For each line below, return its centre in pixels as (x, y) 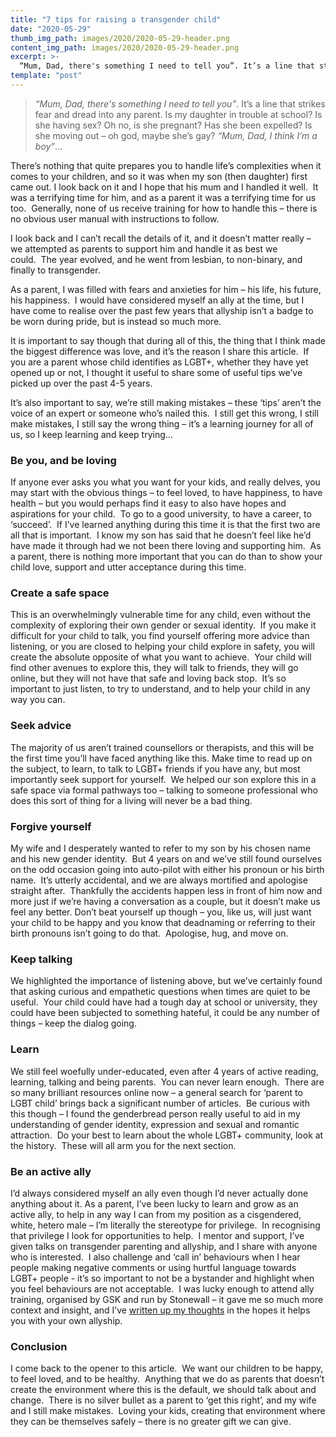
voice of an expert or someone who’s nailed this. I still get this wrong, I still (164, 413)
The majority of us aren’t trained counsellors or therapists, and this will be (162, 747)
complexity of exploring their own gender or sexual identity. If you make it (163, 625)
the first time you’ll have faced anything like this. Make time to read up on (161, 758)
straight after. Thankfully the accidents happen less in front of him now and (166, 891)
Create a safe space (60, 593)
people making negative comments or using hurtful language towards (153, 1267)
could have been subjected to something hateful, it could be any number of (165, 1013)
